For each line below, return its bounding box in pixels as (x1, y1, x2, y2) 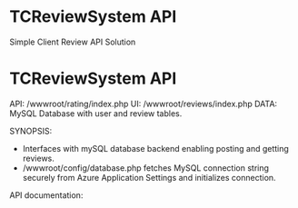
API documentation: (9, 189, 84, 201)
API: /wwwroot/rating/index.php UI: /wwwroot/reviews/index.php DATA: (9, 98, 278, 109)
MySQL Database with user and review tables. (9, 107, 183, 119)
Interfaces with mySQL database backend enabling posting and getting (22, 143, 289, 154)
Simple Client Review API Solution (9, 36, 136, 47)
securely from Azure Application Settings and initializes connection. (22, 172, 276, 183)
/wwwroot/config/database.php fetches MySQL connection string (22, 162, 270, 173)
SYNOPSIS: (9, 125, 53, 136)
